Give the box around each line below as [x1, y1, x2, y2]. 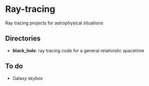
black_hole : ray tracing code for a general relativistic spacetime [12, 47, 144, 53]
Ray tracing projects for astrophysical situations [5, 20, 103, 26]
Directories [5, 34, 41, 43]
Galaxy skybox [12, 75, 43, 81]
